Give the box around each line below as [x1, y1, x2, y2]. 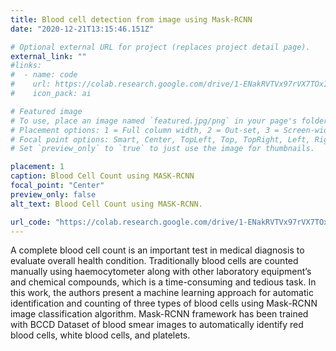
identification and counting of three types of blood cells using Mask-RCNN [10, 297, 318, 310]
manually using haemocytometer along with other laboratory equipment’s [10, 266, 312, 278]
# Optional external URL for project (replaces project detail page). [10, 42, 311, 52]
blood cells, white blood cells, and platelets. [10, 329, 191, 341]
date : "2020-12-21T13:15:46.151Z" [10, 24, 155, 34]
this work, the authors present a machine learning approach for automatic [10, 287, 314, 299]
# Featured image [10, 106, 83, 116]
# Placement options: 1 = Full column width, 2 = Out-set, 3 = [10, 125, 280, 135]
